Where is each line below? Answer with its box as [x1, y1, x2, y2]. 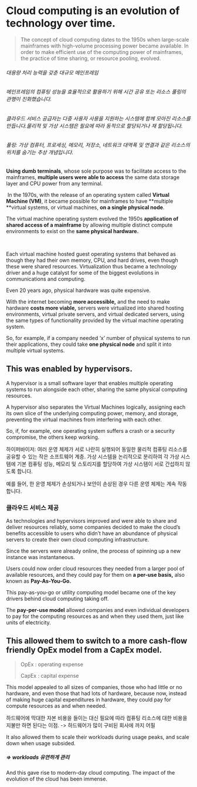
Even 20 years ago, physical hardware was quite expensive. [6, 287, 151, 294]
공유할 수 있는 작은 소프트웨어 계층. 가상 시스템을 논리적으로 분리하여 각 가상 [6, 453, 180, 460]
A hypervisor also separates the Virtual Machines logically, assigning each [6, 403, 186, 411]
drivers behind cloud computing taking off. [6, 595, 109, 603]
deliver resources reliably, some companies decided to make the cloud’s [6, 524, 181, 531]
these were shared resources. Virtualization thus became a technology [6, 263, 177, 270]
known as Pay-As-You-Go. [6, 577, 72, 585]
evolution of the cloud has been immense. [6, 775, 107, 782]
